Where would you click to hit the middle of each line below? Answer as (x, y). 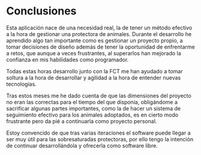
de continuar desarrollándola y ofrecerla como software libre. (82, 145)
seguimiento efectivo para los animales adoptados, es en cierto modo (92, 115)
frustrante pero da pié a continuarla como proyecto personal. (82, 121)
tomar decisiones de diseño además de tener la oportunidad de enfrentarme (100, 47)
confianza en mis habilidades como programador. (67, 59)
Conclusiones (41, 11)
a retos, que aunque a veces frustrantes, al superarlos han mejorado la (94, 53)
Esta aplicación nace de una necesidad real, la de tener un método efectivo (99, 28)
